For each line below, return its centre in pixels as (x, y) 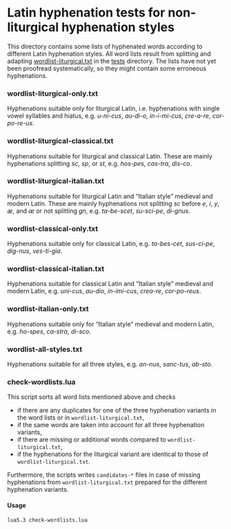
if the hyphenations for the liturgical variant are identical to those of (113, 454)
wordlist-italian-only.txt (48, 309)
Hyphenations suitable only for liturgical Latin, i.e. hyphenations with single (113, 109)
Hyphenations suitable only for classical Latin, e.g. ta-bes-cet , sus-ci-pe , (111, 244)
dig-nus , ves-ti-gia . (35, 251)
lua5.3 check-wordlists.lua (48, 520)
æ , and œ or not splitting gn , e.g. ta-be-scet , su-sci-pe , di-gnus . (99, 211)
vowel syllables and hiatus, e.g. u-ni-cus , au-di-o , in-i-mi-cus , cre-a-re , (109, 116)
